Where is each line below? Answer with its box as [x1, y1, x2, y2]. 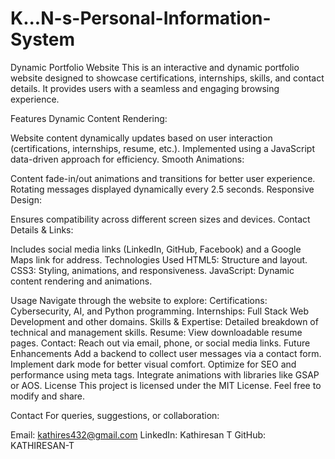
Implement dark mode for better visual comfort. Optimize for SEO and [10, 358, 297, 370]
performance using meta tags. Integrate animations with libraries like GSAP [10, 368, 320, 381]
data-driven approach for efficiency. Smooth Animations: [10, 153, 245, 165]
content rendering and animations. [10, 275, 153, 287]
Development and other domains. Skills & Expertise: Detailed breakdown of [10, 315, 319, 327]
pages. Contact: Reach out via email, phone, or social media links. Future [10, 337, 311, 349]
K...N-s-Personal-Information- [10, 7, 272, 30]
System [10, 28, 76, 51]
